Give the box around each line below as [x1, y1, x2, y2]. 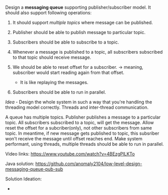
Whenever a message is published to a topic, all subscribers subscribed [12, 49, 163, 55]
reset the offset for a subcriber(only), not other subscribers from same [5, 125, 152, 131]
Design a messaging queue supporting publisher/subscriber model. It [5, 5, 151, 10]
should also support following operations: [5, 10, 92, 16]
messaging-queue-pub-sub [5, 166, 63, 172]
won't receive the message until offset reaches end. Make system [5, 136, 143, 141]
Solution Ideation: [5, 176, 42, 182]
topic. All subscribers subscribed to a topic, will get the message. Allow [5, 120, 154, 126]
